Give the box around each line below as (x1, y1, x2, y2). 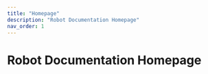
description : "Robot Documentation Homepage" (7, 16, 139, 23)
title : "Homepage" (7, 10, 60, 17)
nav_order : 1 (7, 23, 45, 29)
